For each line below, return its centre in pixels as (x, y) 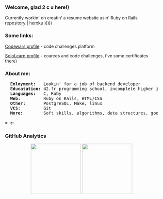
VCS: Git (31, 108)
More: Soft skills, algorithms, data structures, (79, 113)
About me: (18, 73)
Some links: (19, 36)
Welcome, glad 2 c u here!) (37, 7)
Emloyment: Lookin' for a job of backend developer (75, 84)
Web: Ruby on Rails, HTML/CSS (56, 98)
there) (11, 61)
